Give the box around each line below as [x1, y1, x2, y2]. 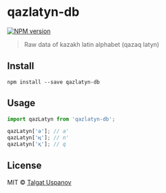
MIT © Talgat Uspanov [7, 178, 72, 186]
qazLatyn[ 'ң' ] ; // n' [7, 134, 70, 141]
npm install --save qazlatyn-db [7, 79, 100, 85]
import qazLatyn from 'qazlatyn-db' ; [7, 115, 116, 123]
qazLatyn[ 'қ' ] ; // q [7, 141, 67, 148]
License [7, 160, 42, 172]
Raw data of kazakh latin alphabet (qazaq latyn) [23, 40, 160, 48]
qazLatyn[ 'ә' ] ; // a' [7, 128, 70, 135]
